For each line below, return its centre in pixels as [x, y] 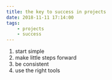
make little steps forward [46, 58]
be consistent [32, 64]
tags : [13, 23]
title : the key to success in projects [56, 12]
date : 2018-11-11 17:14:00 [40, 17]
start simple [30, 51]
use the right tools [37, 70]
